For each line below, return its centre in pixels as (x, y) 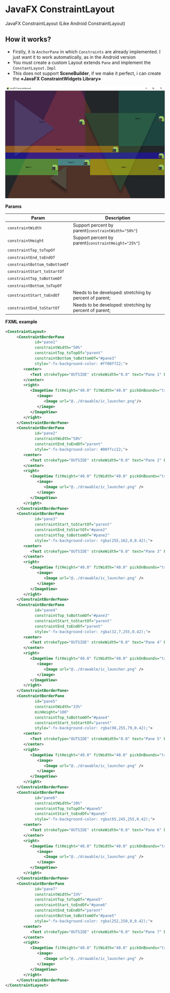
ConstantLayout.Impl (34, 68)
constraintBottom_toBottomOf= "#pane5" (75, 916)
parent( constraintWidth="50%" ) (105, 230)
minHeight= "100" (52, 712)
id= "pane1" (46, 342)
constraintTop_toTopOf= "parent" (69, 353)
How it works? (28, 39)
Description (118, 218)
